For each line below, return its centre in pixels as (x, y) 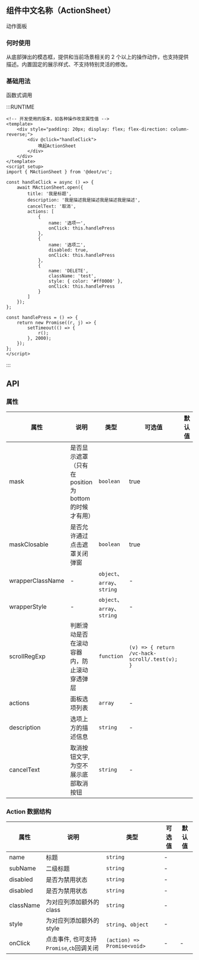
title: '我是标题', (50, 194)
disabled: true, (68, 250)
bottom (80, 499)
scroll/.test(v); (153, 659)
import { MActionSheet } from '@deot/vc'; (59, 172)
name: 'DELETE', (68, 271)
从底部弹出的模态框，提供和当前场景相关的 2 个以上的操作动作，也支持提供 (97, 57)
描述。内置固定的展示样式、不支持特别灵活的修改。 (68, 65)
